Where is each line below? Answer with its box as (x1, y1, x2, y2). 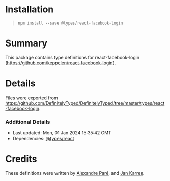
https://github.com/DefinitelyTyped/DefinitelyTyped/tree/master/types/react (5, 100, 165, 106)
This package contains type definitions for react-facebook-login (5, 54, 140, 60)
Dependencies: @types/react (12, 135, 75, 142)
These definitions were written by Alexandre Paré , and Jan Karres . (5, 170, 145, 176)
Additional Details (5, 118, 50, 125)
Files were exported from (5, 95, 58, 101)
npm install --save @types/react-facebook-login (17, 20, 123, 26)
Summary (5, 37, 47, 49)
